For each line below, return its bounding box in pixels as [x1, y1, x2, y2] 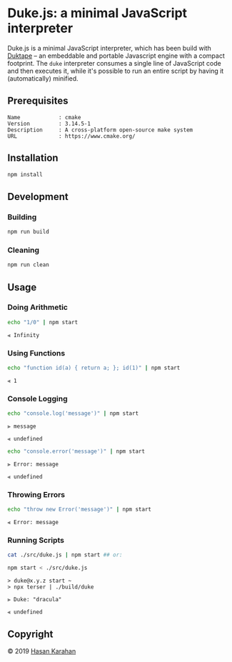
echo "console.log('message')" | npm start [7, 410, 139, 417]
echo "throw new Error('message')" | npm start [7, 506, 152, 513]
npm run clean [7, 261, 50, 269]
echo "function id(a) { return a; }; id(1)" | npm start [7, 364, 181, 372]
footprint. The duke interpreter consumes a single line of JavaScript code [7, 59, 221, 67]
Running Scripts [7, 536, 64, 546]
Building [7, 212, 37, 222]
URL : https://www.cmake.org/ [7, 132, 136, 140]
